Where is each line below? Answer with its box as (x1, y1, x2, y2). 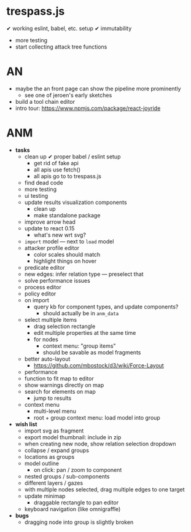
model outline (24, 460, 60, 467)
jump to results (33, 394, 72, 402)
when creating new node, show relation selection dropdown (24, 440, 176, 447)
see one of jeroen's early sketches (24, 91, 112, 99)
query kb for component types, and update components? (33, 303, 179, 310)
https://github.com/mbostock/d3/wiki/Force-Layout (33, 361, 164, 369)
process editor (24, 283, 61, 291)
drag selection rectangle (33, 323, 96, 330)
